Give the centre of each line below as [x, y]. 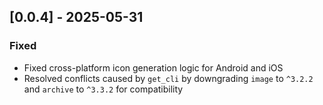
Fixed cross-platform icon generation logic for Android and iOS [153, 67]
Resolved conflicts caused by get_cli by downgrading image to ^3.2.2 [168, 78]
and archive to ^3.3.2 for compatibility [103, 89]
